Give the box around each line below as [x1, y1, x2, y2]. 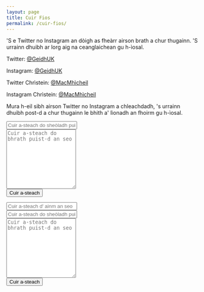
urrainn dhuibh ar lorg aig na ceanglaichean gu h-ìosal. [6, 43, 145, 51]
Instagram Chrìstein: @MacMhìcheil [6, 91, 97, 98]
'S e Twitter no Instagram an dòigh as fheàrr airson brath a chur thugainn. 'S [6, 37, 199, 45]
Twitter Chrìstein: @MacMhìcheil [6, 79, 89, 86]
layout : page [6, 9, 40, 15]
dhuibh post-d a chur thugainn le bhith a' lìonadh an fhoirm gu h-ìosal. [6, 109, 183, 117]
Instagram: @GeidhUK [6, 67, 63, 75]
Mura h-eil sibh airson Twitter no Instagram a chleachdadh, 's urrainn [6, 103, 181, 110]
